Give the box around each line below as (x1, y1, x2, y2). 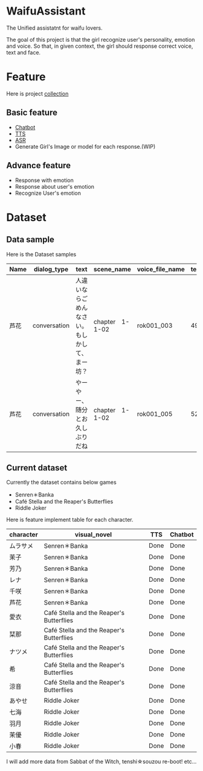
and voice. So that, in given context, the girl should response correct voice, (6, 42, 193, 50)
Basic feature (6, 108, 57, 118)
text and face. (6, 48, 41, 56)
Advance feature (6, 160, 71, 171)
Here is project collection (6, 89, 69, 97)
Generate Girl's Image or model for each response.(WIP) (14, 143, 156, 150)
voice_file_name (137, 265, 185, 273)
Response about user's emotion (14, 183, 95, 190)
